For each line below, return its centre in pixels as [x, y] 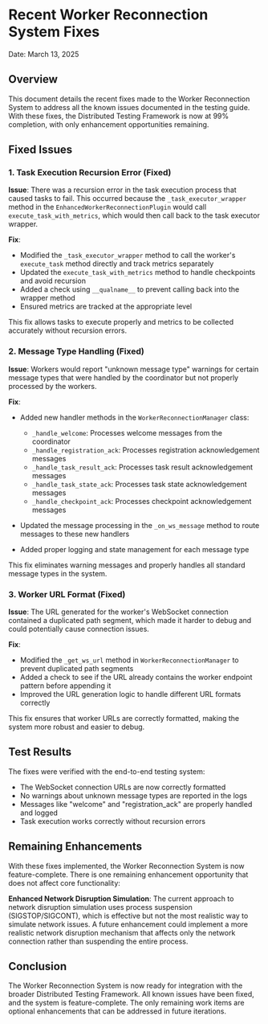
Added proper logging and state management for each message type [134, 549]
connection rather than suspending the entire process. [98, 941]
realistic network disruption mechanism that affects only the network [122, 932]
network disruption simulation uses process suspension [100, 907]
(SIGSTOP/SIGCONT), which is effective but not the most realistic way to [128, 915]
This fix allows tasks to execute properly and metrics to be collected [121, 322]
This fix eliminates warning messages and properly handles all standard [127, 565]
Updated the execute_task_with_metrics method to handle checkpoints [138, 272]
